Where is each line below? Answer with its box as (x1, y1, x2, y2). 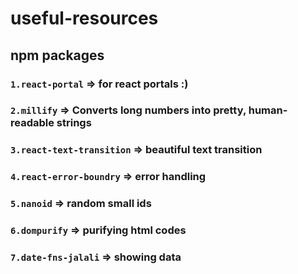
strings (56, 116, 92, 130)
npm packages (10, 47, 105, 64)
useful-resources (10, 7, 159, 30)
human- (248, 103, 288, 117)
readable (10, 116, 55, 130)
